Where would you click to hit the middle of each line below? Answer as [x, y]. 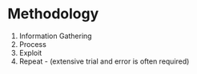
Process [33, 44]
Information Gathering [56, 36]
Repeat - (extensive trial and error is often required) [104, 61]
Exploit [30, 53]
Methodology [53, 14]
